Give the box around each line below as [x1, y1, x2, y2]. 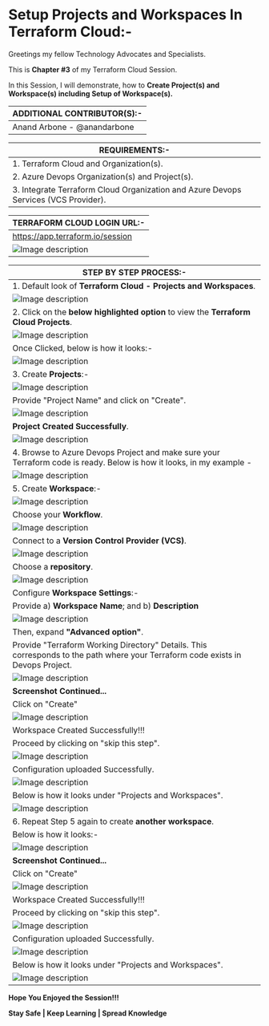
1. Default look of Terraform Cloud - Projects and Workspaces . [12, 280, 256, 291]
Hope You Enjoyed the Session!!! [8, 992, 119, 1002]
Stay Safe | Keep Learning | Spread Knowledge [8, 1008, 167, 1018]
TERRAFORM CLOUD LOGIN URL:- [12, 217, 146, 228]
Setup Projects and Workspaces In [8, 6, 243, 24]
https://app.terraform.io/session [12, 230, 133, 241]
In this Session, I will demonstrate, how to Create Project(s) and [8, 80, 220, 90]
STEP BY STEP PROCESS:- [82, 266, 187, 278]
